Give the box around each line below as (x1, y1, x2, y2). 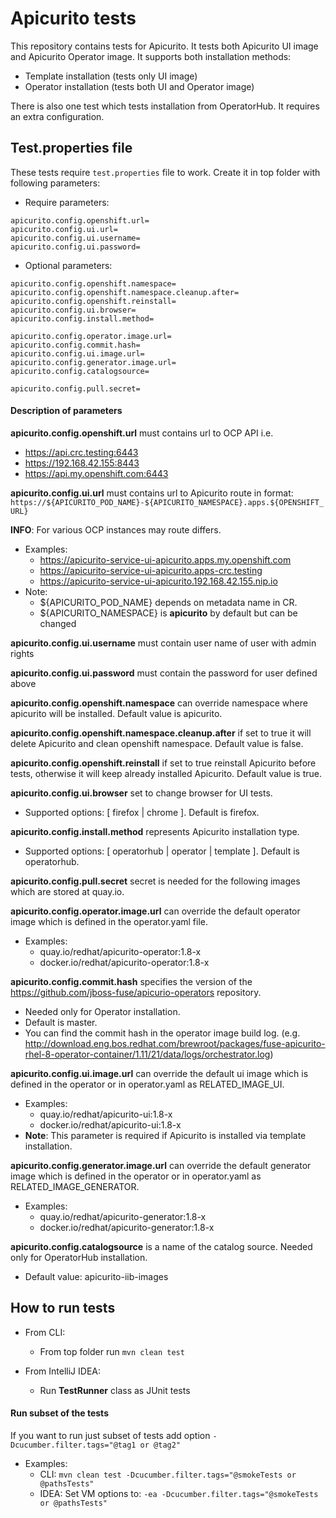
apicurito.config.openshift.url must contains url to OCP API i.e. (10, 427, 274, 439)
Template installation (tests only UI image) (24, 70, 198, 82)
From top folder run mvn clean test (39, 1345, 185, 1357)
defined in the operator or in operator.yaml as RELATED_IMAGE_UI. (10, 1078, 285, 1090)
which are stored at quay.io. (10, 885, 125, 897)
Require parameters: (24, 196, 110, 208)
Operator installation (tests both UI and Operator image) (24, 80, 255, 92)
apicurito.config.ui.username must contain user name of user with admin (10, 637, 317, 649)
